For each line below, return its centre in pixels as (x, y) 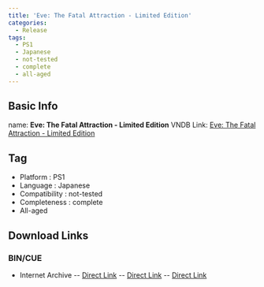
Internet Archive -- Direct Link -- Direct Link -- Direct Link (113, 275)
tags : (17, 37)
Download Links (48, 235)
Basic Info (33, 106)
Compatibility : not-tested (61, 194)
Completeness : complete (61, 203)
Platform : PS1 (42, 177)
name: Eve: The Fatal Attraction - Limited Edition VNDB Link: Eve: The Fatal (132, 125)
